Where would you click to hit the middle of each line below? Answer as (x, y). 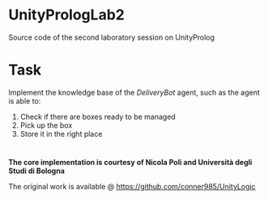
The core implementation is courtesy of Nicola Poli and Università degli (130, 163)
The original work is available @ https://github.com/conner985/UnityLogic (132, 187)
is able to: (25, 101)
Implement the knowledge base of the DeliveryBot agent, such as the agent (134, 92)
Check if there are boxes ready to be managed (98, 116)
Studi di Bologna (36, 171)
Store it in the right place (61, 133)
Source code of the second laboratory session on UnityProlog (112, 37)
